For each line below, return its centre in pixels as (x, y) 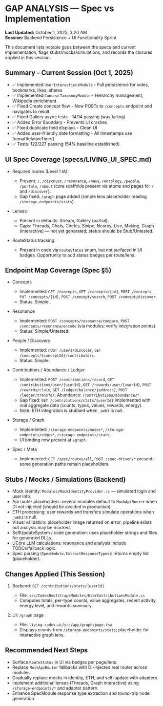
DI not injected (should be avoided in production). (62, 507)
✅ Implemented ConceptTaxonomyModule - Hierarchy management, (78, 95)
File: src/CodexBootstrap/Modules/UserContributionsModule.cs (82, 595)
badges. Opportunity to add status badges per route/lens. (77, 255)
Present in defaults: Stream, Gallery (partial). (64, 220)
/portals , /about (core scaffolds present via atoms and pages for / (87, 186)
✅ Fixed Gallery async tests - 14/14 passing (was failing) (69, 117)
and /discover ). (35, 191)
